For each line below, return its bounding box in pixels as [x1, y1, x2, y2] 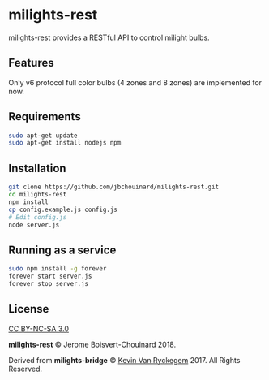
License [8, 302, 49, 316]
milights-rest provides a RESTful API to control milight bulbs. [8, 32, 210, 42]
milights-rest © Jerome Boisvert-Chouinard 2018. [8, 339, 177, 349]
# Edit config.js [8, 213, 67, 221]
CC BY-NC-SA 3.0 [8, 323, 70, 334]
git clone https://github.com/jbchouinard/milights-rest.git [8, 183, 220, 192]
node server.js [8, 221, 60, 229]
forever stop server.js [8, 279, 89, 287]
